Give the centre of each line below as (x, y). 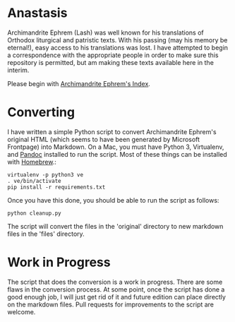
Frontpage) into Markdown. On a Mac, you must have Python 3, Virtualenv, (116, 147)
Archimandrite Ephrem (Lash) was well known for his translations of (106, 32)
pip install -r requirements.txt (56, 187)
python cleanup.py (34, 213)
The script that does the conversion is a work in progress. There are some (115, 282)
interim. (18, 70)
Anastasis (37, 13)
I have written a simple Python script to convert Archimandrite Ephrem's (112, 131)
